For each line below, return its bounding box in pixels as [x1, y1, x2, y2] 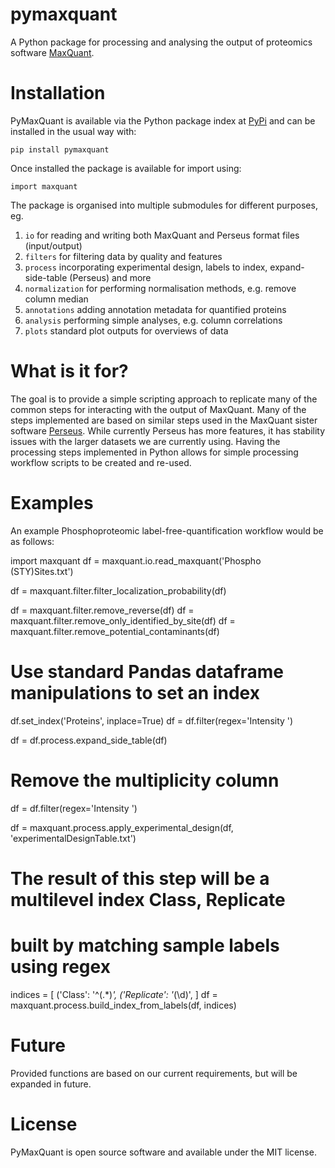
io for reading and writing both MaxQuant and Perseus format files [24, 229, 300, 241]
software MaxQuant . [10, 46, 95, 58]
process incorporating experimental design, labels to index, [24, 261, 268, 273]
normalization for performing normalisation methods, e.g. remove [24, 282, 297, 294]
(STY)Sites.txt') [10, 565, 74, 577]
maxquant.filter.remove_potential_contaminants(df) [10, 625, 220, 637]
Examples [10, 492, 94, 514]
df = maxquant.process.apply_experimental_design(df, [10, 821, 234, 833]
